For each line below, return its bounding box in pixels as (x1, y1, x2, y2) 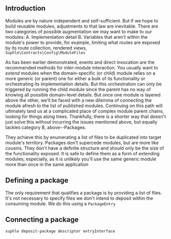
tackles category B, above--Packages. (5, 124, 86, 130)
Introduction (5, 4, 46, 13)
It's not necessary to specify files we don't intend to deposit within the (5, 195, 153, 201)
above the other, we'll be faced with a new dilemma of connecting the (5, 97, 152, 103)
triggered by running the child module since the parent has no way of (5, 86, 151, 92)
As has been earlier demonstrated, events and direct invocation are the (5, 59, 155, 65)
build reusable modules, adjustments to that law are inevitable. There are (5, 23, 158, 29)
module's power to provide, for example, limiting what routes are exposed (5, 39, 160, 45)
